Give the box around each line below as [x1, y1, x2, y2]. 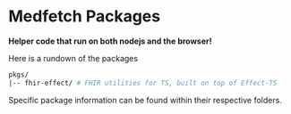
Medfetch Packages [8, 6, 161, 27]
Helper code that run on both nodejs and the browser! [8, 36, 212, 46]
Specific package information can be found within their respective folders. [8, 94, 283, 105]
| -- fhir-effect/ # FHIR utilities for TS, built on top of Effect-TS [8, 78, 278, 87]
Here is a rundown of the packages [8, 53, 139, 63]
